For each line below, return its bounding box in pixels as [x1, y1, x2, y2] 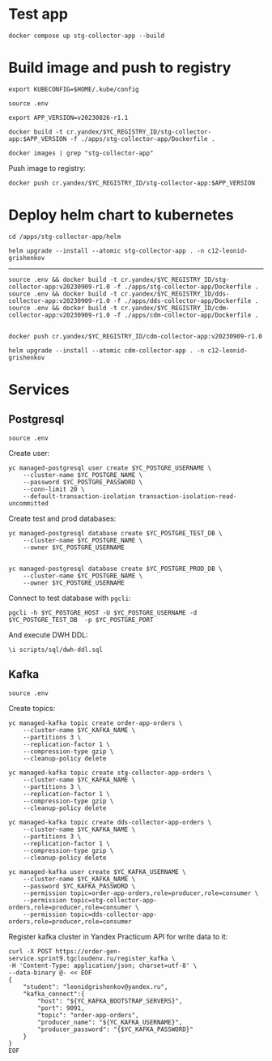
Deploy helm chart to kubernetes [8, 206, 235, 224]
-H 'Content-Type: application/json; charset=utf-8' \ [8, 961, 198, 969]
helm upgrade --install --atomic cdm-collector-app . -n [8, 346, 205, 355]
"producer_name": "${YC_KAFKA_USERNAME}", [37, 1018, 183, 1026]
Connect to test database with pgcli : [8, 593, 131, 603]
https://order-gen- [55, 947, 121, 956]
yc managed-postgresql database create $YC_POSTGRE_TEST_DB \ [8, 529, 223, 537]
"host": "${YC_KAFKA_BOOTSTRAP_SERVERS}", [37, 997, 183, 1005]
